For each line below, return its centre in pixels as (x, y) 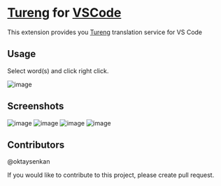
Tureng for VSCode (64, 13)
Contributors (36, 145)
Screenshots (36, 106)
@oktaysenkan (29, 162)
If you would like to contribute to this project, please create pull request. (111, 175)
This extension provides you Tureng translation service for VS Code (105, 32)
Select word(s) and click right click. (58, 70)
